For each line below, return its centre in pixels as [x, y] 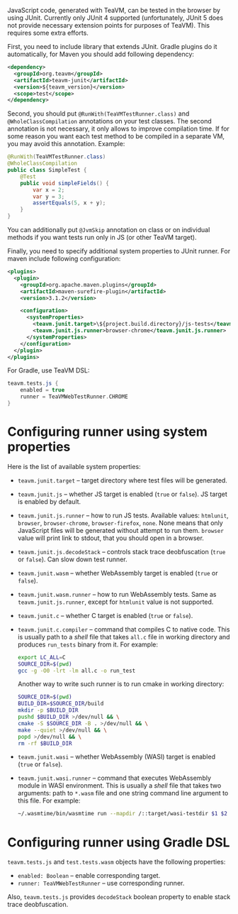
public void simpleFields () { [65, 183]
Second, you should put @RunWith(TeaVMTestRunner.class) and [98, 114]
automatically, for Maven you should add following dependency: [101, 54]
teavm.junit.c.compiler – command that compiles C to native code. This [124, 629]
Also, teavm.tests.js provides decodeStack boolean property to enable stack [119, 897]
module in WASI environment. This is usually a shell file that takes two [119, 786]
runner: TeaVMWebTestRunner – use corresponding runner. [101, 883]
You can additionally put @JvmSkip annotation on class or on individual [109, 230]
